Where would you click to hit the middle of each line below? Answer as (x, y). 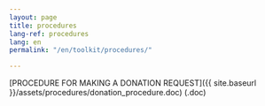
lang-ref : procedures (49, 34)
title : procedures (43, 26)
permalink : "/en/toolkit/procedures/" (81, 50)
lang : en (25, 42)
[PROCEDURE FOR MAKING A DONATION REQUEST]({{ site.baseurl (133, 83)
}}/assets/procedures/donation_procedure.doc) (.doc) (108, 93)
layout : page (33, 17)
